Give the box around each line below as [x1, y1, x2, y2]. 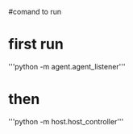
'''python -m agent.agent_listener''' [8, 61, 126, 71]
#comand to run [8, 7, 62, 16]
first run [8, 36, 64, 53]
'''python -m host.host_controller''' [8, 116, 124, 126]
